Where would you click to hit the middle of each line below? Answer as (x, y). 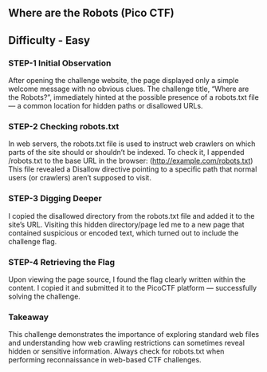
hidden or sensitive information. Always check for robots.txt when (116, 351)
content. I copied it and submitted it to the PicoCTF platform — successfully (133, 287)
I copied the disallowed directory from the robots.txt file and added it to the (132, 216)
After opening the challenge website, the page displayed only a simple (124, 81)
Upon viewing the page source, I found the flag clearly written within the (127, 279)
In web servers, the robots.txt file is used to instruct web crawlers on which (132, 144)
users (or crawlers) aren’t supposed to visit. (80, 178)
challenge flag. (33, 241)
